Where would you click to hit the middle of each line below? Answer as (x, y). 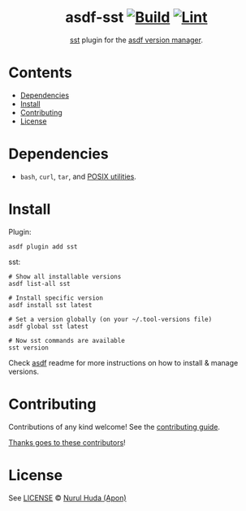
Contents (41, 73)
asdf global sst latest (49, 326)
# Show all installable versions (65, 276)
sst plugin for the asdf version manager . (136, 40)
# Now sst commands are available (67, 340)
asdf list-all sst (39, 284)
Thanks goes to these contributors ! (67, 442)
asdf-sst (94, 17)
